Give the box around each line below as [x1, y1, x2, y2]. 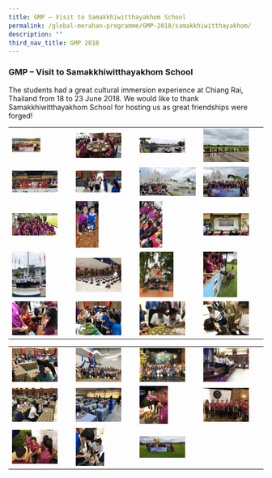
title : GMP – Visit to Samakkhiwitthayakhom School [8, 13, 186, 21]
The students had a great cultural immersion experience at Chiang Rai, [8, 85, 244, 95]
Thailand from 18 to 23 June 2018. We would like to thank [8, 93, 200, 103]
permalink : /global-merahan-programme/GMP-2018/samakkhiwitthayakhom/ [8, 21, 252, 30]
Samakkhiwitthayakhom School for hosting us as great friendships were [8, 102, 249, 112]
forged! [8, 110, 33, 121]
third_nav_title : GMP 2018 [8, 39, 100, 47]
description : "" [8, 30, 63, 38]
